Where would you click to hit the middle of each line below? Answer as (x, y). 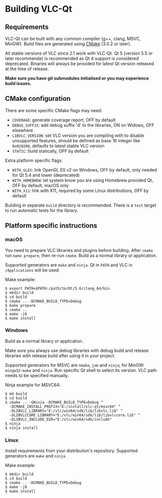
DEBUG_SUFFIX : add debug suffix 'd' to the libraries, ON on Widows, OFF (83, 125)
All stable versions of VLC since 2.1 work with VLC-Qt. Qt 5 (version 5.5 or (79, 53)
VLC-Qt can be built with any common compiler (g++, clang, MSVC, (73, 38)
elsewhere (22, 130)
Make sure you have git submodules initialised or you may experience (77, 78)
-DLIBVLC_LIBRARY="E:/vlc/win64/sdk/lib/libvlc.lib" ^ (66, 411)
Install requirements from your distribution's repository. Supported (71, 451)
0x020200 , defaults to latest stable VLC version (58, 146)
